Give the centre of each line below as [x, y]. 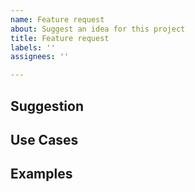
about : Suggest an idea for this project [98, 29]
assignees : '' [40, 57]
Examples [41, 174]
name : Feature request [57, 19]
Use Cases [44, 139]
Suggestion [47, 106]
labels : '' [33, 47]
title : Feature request [60, 38]
